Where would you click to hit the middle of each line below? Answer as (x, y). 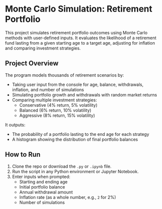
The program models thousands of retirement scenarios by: (65, 75)
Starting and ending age (43, 182)
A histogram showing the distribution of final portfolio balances (75, 139)
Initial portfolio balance (42, 187)
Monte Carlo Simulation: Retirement (79, 9)
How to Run (23, 154)
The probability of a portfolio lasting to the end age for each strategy (81, 134)
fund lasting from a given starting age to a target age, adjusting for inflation (80, 43)
